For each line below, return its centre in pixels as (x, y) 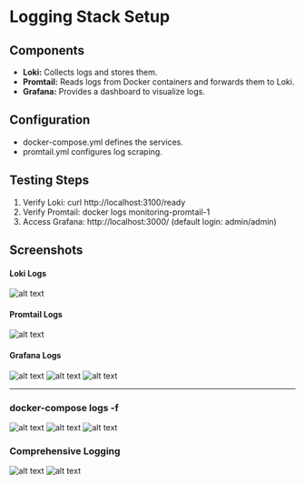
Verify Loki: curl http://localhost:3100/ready (104, 202)
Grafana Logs (35, 356)
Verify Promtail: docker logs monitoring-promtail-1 (116, 212)
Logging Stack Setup (90, 17)
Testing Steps (49, 181)
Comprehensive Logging (65, 450)
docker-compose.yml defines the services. (103, 142)
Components (47, 50)
